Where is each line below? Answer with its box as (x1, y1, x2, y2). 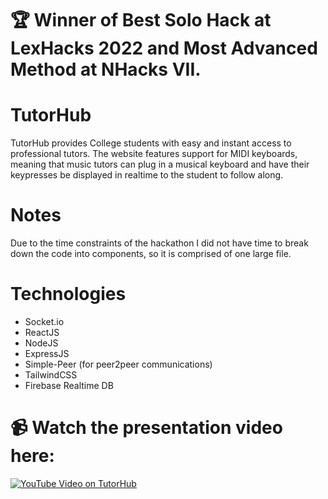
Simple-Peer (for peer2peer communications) (24, 358, 213, 370)
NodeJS (24, 337, 59, 349)
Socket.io (24, 316, 65, 327)
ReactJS (24, 327, 60, 338)
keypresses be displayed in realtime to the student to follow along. (10, 169, 284, 181)
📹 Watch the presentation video (10, 417, 283, 439)
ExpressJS (24, 348, 70, 359)
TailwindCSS (24, 369, 78, 381)
